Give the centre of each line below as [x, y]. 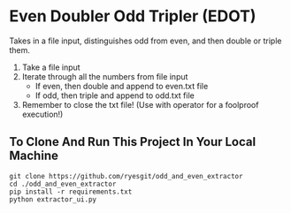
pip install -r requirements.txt [71, 192]
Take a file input [51, 67]
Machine [34, 156]
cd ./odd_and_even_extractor [63, 184]
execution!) [42, 114]
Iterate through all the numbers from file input [105, 76]
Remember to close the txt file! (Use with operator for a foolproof [140, 104]
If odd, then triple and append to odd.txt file [115, 95]
